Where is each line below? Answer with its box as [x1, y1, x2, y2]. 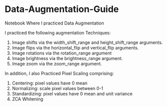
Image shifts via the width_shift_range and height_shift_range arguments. [12, 39, 163, 45]
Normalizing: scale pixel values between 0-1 [12, 85, 103, 91]
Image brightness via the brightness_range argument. [12, 55, 123, 61]
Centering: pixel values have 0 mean [12, 80, 88, 86]
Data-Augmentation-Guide [5, 3, 119, 15]
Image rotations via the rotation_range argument [12, 50, 112, 56]
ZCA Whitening [12, 96, 44, 102]
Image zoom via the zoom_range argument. [12, 60, 102, 66]
